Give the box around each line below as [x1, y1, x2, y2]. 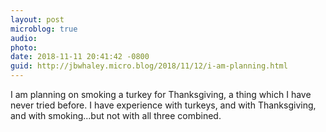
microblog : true [10, 24, 78, 34]
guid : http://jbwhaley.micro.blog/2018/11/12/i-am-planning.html [10, 61, 288, 71]
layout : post [10, 14, 65, 25]
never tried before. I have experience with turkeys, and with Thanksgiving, [10, 99, 317, 111]
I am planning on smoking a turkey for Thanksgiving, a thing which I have [10, 89, 312, 100]
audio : [10, 33, 38, 43]
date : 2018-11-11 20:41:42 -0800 [10, 52, 150, 62]
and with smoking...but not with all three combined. [10, 110, 222, 121]
